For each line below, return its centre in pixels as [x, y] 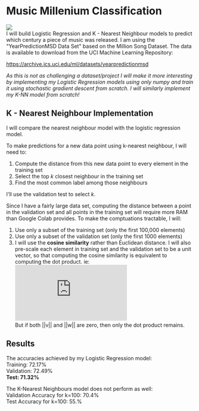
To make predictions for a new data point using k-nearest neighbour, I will [96, 146]
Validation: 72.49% [29, 370]
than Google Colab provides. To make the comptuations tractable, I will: [94, 218]
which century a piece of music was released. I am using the [80, 39]
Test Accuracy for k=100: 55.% [44, 401]
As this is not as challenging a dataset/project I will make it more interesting [99, 75]
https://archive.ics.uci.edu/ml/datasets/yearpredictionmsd [77, 64]
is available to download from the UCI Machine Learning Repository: [90, 52]
